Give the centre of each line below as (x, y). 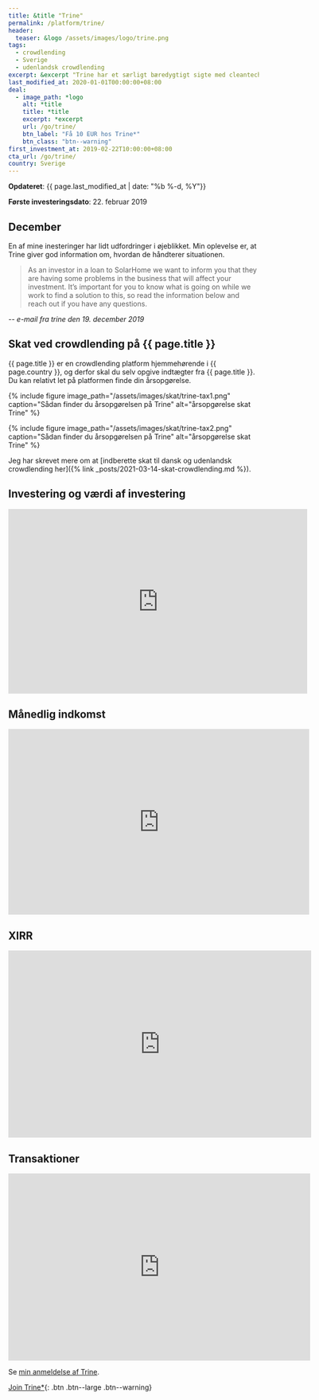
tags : (17, 45)
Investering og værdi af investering (97, 494)
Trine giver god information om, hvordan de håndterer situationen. (117, 254)
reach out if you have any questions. (87, 303)
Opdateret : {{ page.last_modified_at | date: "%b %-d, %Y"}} (107, 186)
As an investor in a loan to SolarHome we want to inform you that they (142, 270)
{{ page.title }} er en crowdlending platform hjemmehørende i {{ (112, 363)
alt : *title (42, 104)
